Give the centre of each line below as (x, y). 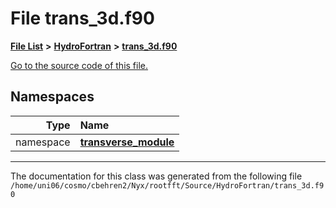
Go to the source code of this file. (79, 65)
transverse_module (127, 142)
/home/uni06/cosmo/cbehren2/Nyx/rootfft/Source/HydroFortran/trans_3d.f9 (167, 185)
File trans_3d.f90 (82, 18)
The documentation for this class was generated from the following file (156, 176)
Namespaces (52, 97)
